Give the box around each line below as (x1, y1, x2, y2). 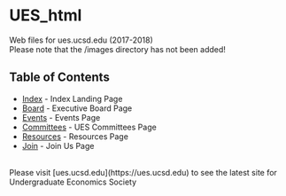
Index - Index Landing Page (21, 93, 123, 104)
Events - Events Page (21, 112, 101, 122)
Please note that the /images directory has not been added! (9, 43, 226, 54)
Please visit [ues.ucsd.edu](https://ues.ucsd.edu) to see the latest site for (9, 167, 277, 177)
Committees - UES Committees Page (21, 122, 157, 132)
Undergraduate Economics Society (9, 176, 137, 187)
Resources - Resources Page (21, 130, 128, 142)
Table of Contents (9, 70, 111, 85)
